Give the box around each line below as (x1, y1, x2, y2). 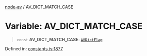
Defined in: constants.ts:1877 (5, 45, 63, 52)
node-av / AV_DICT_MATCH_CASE (5, 4, 74, 10)
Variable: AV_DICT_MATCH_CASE (5, 21, 143, 32)
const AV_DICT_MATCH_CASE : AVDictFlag (16, 36, 103, 42)
